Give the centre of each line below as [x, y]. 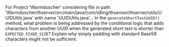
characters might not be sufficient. [41, 39]
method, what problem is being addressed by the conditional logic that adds [85, 23]
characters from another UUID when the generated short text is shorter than [85, 28]
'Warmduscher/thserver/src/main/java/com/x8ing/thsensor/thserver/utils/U [83, 12]
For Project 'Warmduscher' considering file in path [58, 7]
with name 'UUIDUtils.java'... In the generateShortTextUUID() [97, 18]
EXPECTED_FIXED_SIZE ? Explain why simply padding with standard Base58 [81, 34]
